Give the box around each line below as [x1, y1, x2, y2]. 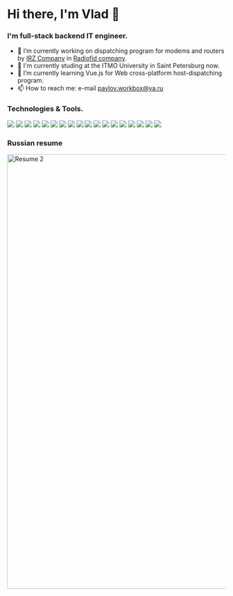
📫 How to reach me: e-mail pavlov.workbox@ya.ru [17, 84, 164, 92]
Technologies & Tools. [7, 104, 84, 114]
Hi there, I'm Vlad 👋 [7, 6, 120, 22]
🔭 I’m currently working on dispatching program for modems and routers [17, 47, 225, 55]
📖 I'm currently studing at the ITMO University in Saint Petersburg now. [17, 62, 220, 70]
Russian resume [7, 138, 63, 148]
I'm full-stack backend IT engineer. [7, 31, 128, 41]
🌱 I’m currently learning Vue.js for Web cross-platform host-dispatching [17, 69, 223, 77]
